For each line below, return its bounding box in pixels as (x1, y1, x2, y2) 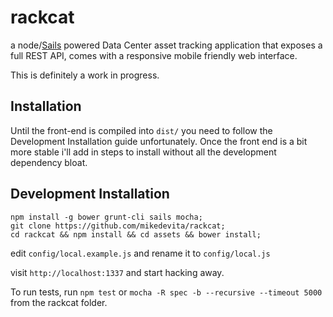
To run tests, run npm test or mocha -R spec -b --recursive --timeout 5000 (10, 286, 323, 298)
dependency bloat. (10, 156, 88, 168)
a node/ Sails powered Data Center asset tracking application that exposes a (10, 39, 323, 51)
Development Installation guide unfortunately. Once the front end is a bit (10, 135, 308, 147)
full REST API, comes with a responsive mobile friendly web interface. (10, 49, 298, 61)
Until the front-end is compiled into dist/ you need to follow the (10, 124, 273, 136)
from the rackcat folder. (10, 296, 108, 308)
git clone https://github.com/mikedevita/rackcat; (10, 221, 226, 231)
